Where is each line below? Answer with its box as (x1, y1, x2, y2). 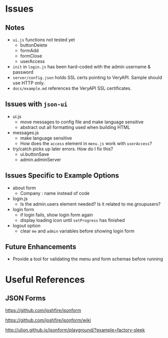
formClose (20, 53, 43, 59)
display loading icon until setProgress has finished (20, 217, 125, 223)
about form (12, 185, 36, 191)
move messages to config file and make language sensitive (20, 119, 144, 125)
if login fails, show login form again (20, 212, 94, 218)
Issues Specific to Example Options (5, 171, 119, 180)
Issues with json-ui (5, 100, 68, 109)
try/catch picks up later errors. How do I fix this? (12, 146, 113, 152)
